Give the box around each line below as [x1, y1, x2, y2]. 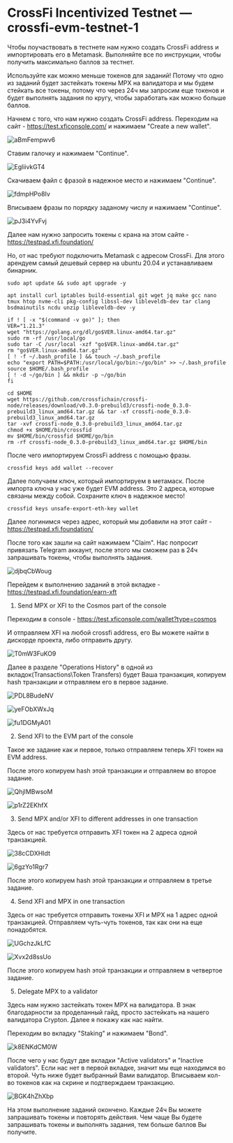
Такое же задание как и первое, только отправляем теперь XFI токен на [7, 745, 223, 754]
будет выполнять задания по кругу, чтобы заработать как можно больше [7, 93, 227, 102]
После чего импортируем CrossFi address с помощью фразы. [7, 451, 191, 459]
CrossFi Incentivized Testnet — [7, 5, 193, 21]
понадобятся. [7, 925, 47, 934]
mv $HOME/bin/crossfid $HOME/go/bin [7, 432, 114, 440]
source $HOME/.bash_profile [7, 365, 89, 372]
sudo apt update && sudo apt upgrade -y [7, 280, 127, 287]
